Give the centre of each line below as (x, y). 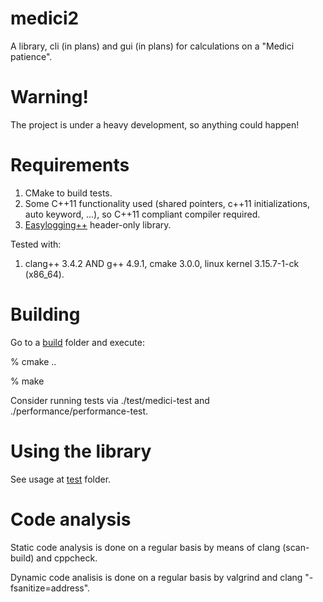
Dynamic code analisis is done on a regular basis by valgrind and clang (156, 577)
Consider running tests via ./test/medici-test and (110, 400)
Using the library (81, 451)
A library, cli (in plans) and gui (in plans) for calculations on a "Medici (152, 46)
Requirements (70, 165)
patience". (31, 56)
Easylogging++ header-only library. (98, 224)
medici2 (45, 18)
